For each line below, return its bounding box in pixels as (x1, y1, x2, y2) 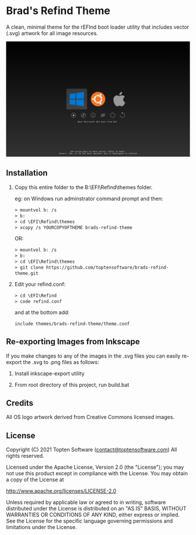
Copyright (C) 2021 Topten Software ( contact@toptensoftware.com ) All (6, 446, 177, 453)
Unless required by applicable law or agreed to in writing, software (6, 499, 166, 506)
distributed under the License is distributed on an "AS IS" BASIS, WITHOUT (6, 505, 187, 512)
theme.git (14, 270, 39, 276)
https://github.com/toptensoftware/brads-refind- (45, 265, 169, 270)
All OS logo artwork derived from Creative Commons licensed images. (6, 414, 175, 421)
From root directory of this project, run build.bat (14, 381, 129, 388)
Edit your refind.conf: (14, 280, 66, 287)
